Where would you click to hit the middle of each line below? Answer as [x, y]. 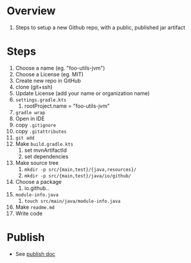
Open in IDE [30, 118]
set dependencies [46, 156]
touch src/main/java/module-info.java [72, 201]
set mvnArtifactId [46, 150]
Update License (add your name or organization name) [82, 93]
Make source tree [37, 162]
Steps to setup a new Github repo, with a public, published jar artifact [100, 27]
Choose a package [38, 181]
